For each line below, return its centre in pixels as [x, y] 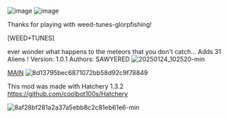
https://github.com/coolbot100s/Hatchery [68, 94]
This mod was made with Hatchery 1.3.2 [65, 86]
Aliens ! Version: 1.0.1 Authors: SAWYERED [69, 59]
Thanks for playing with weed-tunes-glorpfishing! [79, 24]
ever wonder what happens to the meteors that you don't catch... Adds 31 [114, 52]
